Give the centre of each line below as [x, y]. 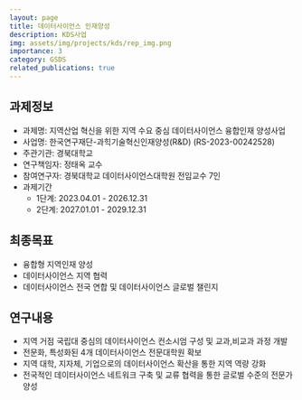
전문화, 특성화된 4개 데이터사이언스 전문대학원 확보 [112, 352]
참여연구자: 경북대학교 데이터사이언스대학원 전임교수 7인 [122, 175]
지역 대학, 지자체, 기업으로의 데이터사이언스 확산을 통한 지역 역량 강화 [144, 364]
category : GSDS [38, 60]
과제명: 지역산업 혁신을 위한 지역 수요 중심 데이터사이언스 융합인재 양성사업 [154, 130]
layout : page [34, 18]
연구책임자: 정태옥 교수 [62, 164]
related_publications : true [62, 69]
